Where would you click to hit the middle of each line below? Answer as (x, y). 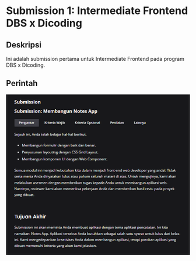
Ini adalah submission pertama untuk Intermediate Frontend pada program (95, 59)
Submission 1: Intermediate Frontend (97, 11)
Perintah (22, 83)
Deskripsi (24, 45)
